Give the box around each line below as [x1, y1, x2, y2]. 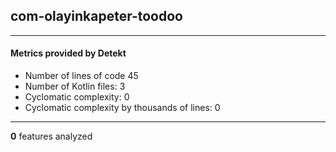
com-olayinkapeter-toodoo [10, 8, 183, 25]
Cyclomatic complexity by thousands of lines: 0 [24, 102, 221, 114]
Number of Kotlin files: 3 [24, 80, 126, 93]
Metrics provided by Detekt [10, 47, 127, 59]
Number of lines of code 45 [24, 70, 139, 82]
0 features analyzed [10, 130, 93, 143]
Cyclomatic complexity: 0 [24, 91, 130, 103]
